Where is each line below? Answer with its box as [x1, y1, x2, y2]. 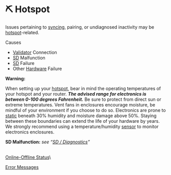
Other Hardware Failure [12, 65, 62, 72]
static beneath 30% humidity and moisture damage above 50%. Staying [5, 113, 157, 119]
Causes [5, 39, 21, 46]
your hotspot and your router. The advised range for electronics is [5, 91, 146, 97]
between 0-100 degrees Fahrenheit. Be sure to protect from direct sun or [5, 96, 162, 102]
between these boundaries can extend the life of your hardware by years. [5, 118, 160, 124]
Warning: [5, 75, 26, 81]
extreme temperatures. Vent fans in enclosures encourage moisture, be [5, 101, 156, 107]
